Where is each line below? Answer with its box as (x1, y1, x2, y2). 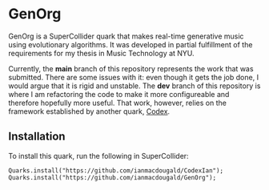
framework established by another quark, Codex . (8, 106, 171, 116)
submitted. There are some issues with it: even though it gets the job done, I (8, 72, 259, 82)
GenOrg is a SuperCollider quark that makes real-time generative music (8, 31, 244, 41)
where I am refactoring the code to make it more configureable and (8, 89, 230, 99)
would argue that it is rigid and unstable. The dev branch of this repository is (8, 81, 261, 91)
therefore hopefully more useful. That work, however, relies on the (8, 98, 227, 107)
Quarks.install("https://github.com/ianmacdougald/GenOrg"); (8, 173, 217, 181)
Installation (8, 130, 66, 144)
